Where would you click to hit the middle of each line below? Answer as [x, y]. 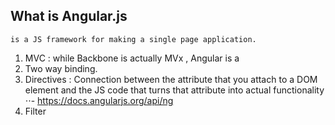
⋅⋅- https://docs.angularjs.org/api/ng [99, 100]
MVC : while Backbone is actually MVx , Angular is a [132, 58]
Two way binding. [61, 68]
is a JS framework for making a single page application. [133, 39]
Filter [35, 111]
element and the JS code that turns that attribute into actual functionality [174, 90]
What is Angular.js [69, 16]
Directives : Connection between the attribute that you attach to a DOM [171, 79]
